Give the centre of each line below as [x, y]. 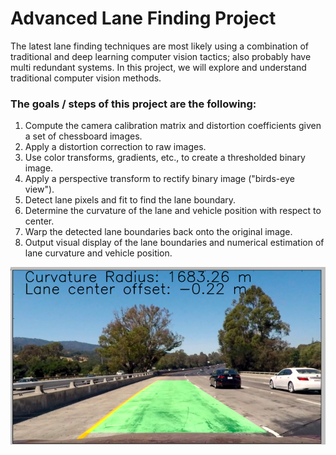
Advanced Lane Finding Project [143, 18]
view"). [39, 189]
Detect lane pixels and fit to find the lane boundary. [130, 200]
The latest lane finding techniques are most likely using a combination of [159, 46]
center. [39, 221]
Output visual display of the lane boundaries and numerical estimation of [174, 243]
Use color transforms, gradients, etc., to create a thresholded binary [165, 158]
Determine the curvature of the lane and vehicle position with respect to [173, 211]
